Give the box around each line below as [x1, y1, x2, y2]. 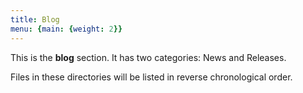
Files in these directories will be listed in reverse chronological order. [10, 71, 293, 83]
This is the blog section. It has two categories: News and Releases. [10, 51, 287, 63]
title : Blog [10, 14, 60, 25]
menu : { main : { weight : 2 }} [10, 24, 123, 34]
